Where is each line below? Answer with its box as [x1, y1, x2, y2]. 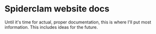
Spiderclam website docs [4, 3, 110, 14]
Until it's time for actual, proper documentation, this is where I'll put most [4, 19, 152, 25]
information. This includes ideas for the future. [4, 24, 98, 30]
